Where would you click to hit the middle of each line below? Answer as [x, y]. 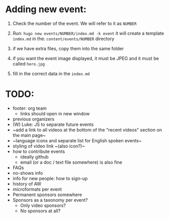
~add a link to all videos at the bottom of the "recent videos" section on [87, 130]
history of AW [27, 183]
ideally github [35, 157]
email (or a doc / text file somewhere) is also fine [71, 162]
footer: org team [30, 108]
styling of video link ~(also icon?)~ [49, 146]
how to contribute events [39, 151]
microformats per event [37, 189]
